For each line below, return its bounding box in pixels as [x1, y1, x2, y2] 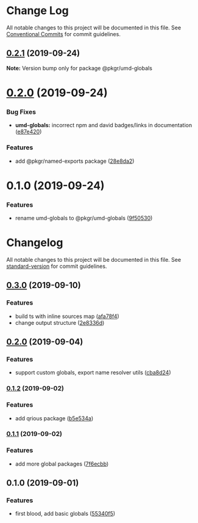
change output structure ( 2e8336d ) [15, 319, 105, 326]
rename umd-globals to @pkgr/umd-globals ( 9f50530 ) [15, 215, 153, 222]
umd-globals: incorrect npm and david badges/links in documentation [15, 122, 193, 129]
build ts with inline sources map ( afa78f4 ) [15, 313, 120, 320]
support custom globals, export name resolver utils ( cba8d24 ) [15, 369, 171, 376]
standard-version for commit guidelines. [6, 262, 107, 270]
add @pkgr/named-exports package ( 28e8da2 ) [15, 157, 135, 165]
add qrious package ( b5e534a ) [15, 414, 94, 422]
